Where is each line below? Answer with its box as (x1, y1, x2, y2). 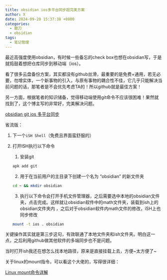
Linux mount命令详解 (5, 269, 48, 275)
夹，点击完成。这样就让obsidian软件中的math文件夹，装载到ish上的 (19, 199, 159, 205)
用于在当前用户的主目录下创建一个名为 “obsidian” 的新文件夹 (19, 173, 145, 179)
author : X (5, 12, 26, 17)
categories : (5, 21, 30, 26)
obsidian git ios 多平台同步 (5, 111, 60, 117)
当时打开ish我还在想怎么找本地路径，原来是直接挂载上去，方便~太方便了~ (5, 248, 157, 254)
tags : (5, 35, 16, 40)
